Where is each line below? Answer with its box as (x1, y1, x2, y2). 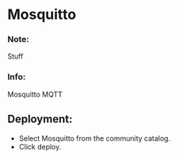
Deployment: (7, 112, 73, 126)
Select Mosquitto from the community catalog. (18, 133, 171, 143)
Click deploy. (18, 142, 62, 151)
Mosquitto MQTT (7, 89, 63, 99)
